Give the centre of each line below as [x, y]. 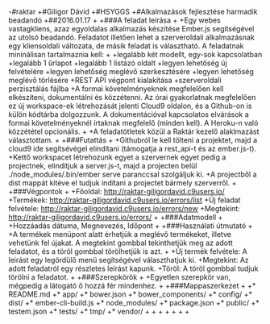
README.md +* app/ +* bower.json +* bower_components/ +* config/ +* [130, 294]
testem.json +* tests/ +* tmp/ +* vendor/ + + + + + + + [99, 311]
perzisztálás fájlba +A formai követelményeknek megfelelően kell [116, 89]
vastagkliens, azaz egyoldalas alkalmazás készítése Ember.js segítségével [131, 29]
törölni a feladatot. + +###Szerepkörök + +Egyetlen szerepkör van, [120, 277]
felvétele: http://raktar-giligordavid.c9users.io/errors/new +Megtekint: [124, 208]
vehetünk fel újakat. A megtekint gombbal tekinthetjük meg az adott [121, 243]
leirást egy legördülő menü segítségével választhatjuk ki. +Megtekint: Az [129, 260]
